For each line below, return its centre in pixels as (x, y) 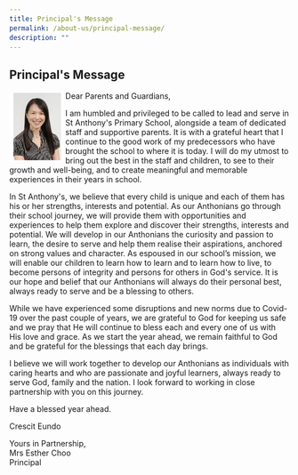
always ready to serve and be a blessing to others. (101, 291)
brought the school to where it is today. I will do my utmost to (177, 151)
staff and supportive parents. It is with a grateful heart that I (174, 133)
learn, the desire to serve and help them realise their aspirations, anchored (146, 244)
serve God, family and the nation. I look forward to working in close (132, 382)
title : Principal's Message (61, 19)
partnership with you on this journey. (77, 392)
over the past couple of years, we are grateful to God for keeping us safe (153, 318)
